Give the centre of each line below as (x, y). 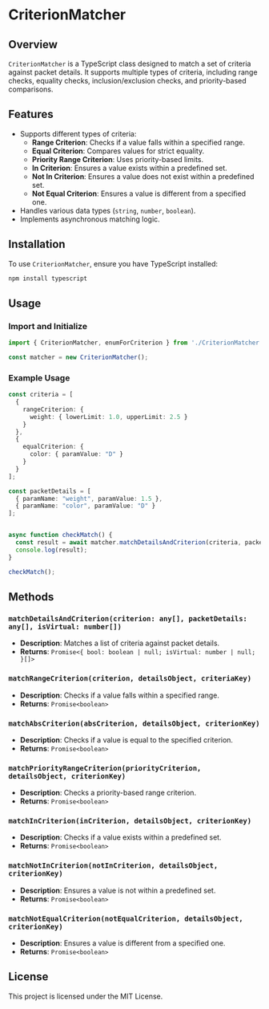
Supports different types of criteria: (78, 133)
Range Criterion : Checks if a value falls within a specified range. (139, 142)
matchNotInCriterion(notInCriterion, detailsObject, (113, 866)
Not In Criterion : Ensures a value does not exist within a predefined (143, 176)
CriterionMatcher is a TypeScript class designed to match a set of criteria (130, 63)
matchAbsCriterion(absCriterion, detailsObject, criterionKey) (134, 723)
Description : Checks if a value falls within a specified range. (120, 695)
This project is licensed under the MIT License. (86, 996)
